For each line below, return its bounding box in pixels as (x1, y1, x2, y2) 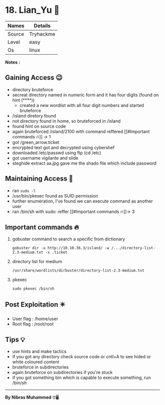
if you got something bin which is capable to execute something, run (12, 374, 151, 380)
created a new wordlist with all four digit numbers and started (19, 102, 144, 108)
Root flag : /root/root (12, 321, 54, 327)
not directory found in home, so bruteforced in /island (12, 118, 121, 124)
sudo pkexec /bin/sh (12, 286, 55, 291)
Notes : (5, 59, 21, 65)
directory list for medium (12, 259, 62, 265)
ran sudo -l (12, 187, 36, 194)
